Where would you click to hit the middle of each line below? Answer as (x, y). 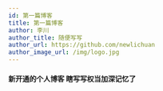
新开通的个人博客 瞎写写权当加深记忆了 (72, 78)
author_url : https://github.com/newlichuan (82, 45)
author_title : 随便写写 (45, 38)
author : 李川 (29, 30)
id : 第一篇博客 (31, 15)
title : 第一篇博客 (36, 23)
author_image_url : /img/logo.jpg (64, 52)
